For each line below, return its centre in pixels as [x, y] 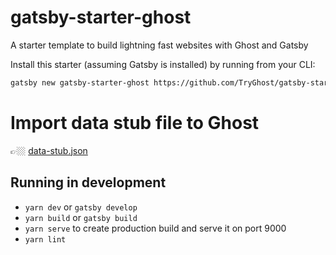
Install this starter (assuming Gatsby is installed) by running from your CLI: [163, 64]
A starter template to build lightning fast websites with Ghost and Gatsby [159, 45]
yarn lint [45, 239]
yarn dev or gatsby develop [81, 207]
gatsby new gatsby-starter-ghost [80, 82]
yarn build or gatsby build [81, 217]
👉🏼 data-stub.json [49, 150]
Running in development [88, 182]
